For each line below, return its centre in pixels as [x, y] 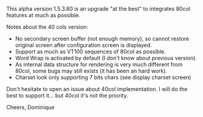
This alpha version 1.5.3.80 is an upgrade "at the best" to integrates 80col [98, 9]
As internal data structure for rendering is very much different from [99, 64]
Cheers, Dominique [30, 107]
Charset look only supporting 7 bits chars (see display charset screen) [103, 77]
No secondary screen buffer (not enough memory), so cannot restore [102, 38]
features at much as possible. [43, 15]
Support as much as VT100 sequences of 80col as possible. [90, 52]
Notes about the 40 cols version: [47, 27]
